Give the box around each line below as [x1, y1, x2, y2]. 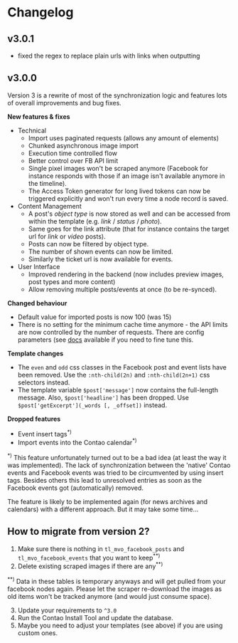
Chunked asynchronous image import [28, 141, 139, 150]
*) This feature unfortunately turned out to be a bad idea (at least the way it [7, 452, 227, 461]
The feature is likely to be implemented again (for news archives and [7, 497, 208, 506]
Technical [17, 126, 47, 135]
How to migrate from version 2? [7, 526, 151, 538]
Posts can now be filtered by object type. [28, 239, 149, 248]
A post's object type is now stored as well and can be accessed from [28, 209, 231, 218]
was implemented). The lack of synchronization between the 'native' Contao [7, 461, 231, 469]
